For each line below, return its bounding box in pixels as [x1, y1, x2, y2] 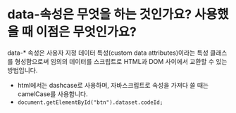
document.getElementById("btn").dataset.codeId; [17, 99, 163, 106]
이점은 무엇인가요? [35, 24, 137, 40]
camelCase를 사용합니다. [17, 89, 88, 98]
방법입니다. [7, 66, 38, 74]
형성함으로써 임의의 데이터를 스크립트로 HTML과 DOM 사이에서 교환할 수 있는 [14, 57, 228, 65]
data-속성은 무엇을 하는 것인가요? [7, 6, 192, 22]
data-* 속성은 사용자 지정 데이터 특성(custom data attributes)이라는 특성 [7, 48, 209, 57]
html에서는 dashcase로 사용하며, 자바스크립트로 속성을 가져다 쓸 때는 [17, 81, 209, 89]
